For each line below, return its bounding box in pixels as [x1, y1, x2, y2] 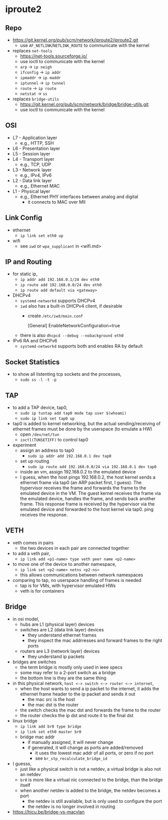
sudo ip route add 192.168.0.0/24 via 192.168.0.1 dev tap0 [27, 464, 157, 470]
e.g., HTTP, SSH [20, 140, 54, 146]
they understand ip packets [27, 653, 85, 659]
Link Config [5, 213, 42, 222]
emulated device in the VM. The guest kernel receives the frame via [20, 490, 161, 496]
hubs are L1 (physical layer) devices [20, 621, 95, 627]
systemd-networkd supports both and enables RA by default [20, 343, 143, 349]
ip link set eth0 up [20, 233, 64, 238]
